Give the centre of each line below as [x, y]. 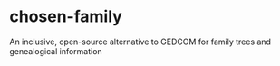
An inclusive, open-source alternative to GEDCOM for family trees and [140, 42]
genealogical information [56, 51]
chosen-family [66, 17]
